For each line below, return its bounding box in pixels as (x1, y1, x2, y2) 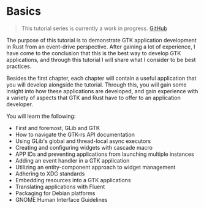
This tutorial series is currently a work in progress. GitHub (21, 25, 167, 32)
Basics (6, 4, 42, 18)
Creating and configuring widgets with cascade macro (15, 144, 153, 151)
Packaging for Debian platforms (15, 189, 96, 197)
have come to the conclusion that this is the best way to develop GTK (6, 49, 181, 56)
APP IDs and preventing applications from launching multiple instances (15, 150, 194, 158)
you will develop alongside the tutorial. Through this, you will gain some (6, 81, 187, 88)
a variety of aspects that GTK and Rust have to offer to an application (6, 94, 181, 101)
